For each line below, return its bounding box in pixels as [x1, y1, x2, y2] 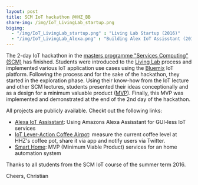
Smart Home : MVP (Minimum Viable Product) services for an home [14, 143, 177, 150]
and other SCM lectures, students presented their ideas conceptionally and [6, 83, 189, 90]
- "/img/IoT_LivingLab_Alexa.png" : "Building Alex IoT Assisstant [11, 36, 181, 42]
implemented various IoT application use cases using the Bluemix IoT [6, 65, 174, 71]
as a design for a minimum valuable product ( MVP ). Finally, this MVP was [6, 89, 184, 96]
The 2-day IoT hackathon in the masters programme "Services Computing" [6, 52, 189, 59]
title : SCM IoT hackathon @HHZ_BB [6, 14, 91, 20]
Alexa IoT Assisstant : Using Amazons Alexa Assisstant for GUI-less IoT [14, 119, 186, 125]
